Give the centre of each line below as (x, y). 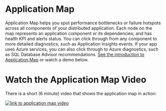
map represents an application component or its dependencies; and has (79, 33)
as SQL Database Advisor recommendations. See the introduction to (75, 54)
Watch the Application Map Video (76, 80)
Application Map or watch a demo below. (47, 59)
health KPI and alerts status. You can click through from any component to (81, 39)
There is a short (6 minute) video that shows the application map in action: (81, 93)
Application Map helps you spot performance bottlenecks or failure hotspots (83, 23)
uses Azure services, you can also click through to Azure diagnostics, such (82, 49)
